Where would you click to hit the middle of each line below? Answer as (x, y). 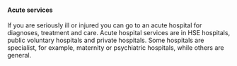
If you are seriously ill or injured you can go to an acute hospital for (105, 25)
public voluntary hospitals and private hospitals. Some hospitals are (106, 40)
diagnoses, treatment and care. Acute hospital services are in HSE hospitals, (119, 33)
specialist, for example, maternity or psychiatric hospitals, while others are (116, 48)
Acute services (30, 10)
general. (19, 55)
